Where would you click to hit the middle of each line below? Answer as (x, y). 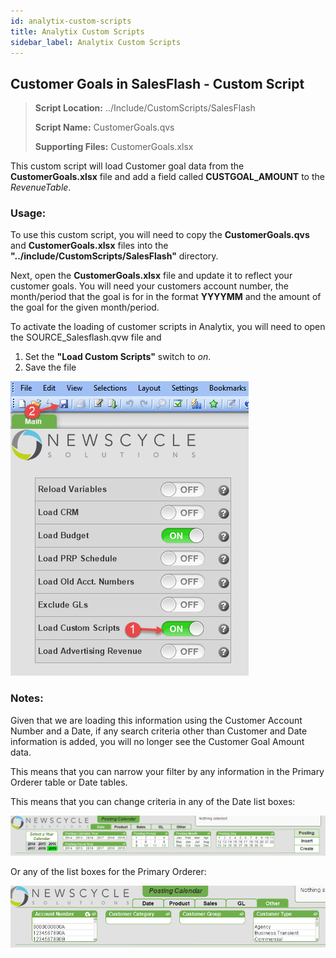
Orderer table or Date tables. (69, 782)
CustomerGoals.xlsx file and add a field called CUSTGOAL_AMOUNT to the (167, 177)
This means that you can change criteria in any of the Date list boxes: (153, 801)
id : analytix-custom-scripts (71, 21)
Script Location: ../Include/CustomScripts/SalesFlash (145, 108)
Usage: (28, 213)
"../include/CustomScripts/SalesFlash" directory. (114, 256)
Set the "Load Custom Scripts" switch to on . (118, 357)
